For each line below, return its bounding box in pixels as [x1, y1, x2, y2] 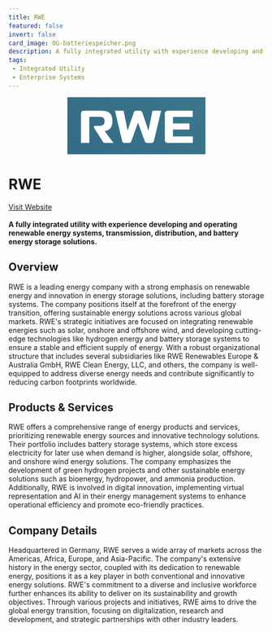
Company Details [8, 524, 97, 538]
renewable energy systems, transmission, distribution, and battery [8, 228, 240, 238]
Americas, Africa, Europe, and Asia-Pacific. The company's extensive [8, 554, 242, 564]
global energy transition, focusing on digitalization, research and [8, 606, 224, 616]
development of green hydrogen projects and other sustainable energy [8, 465, 245, 476]
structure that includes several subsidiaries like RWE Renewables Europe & [8, 351, 258, 361]
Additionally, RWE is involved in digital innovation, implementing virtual [8, 483, 244, 493]
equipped [8, 368, 41, 378]
